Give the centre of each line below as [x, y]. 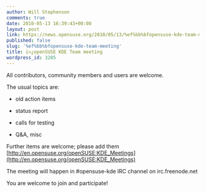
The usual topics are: [33, 87]
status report [32, 110]
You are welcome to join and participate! [57, 183]
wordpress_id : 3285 [31, 58]
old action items [36, 99]
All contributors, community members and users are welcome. [85, 75]
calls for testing [35, 123]
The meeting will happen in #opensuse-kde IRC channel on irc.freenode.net [102, 171]
